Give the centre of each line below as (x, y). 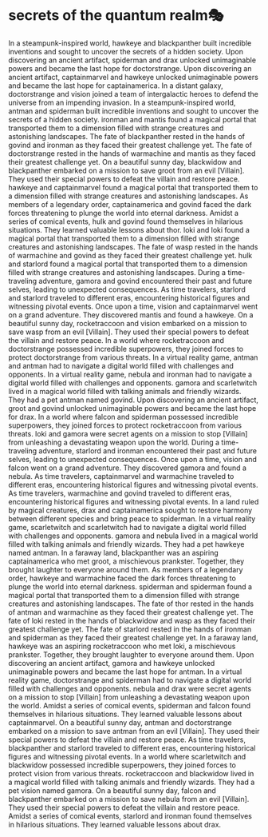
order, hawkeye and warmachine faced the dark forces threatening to (122, 578)
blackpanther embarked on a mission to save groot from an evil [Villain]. (126, 170)
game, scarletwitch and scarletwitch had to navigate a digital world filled (128, 527)
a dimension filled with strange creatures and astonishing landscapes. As (128, 196)
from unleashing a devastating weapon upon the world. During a (114, 442)
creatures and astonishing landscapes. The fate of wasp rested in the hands (133, 247)
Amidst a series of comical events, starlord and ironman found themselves (130, 815)
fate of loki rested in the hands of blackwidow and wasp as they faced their (132, 620)
